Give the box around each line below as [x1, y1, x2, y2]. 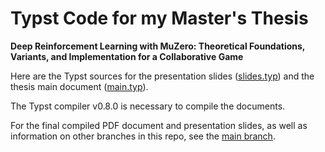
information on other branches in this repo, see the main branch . [10, 130, 276, 142]
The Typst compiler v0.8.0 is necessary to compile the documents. [10, 100, 286, 112]
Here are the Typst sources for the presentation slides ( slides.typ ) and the [10, 70, 315, 82]
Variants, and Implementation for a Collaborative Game [10, 50, 244, 62]
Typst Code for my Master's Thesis [10, 7, 309, 30]
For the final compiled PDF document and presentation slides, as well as [10, 119, 308, 131]
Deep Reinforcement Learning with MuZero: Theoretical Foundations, [10, 40, 306, 52]
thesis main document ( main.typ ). [10, 80, 149, 92]
